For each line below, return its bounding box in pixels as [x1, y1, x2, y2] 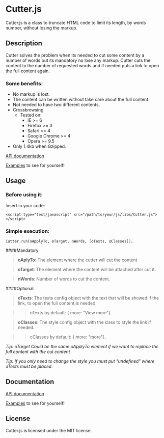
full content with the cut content [5, 349, 70, 355]
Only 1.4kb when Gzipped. [12, 143, 66, 149]
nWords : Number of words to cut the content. [17, 276, 110, 282]
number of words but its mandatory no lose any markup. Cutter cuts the [5, 57, 151, 63]
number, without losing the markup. [5, 25, 78, 30]
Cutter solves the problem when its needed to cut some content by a [5, 52, 144, 58]
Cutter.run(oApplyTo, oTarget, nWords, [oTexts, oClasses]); [5, 239, 134, 244]
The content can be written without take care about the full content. [12, 97, 150, 103]
